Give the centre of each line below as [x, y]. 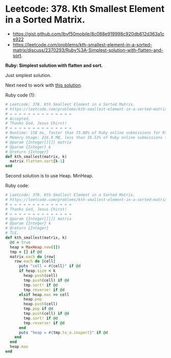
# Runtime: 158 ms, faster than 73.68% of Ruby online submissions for [83, 133]
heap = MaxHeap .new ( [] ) [35, 247]
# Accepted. [18, 119]
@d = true [20, 242]
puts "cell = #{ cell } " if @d [50, 266]
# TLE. [12, 233]
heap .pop [33, 299]
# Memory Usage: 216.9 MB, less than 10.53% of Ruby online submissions [84, 138]
